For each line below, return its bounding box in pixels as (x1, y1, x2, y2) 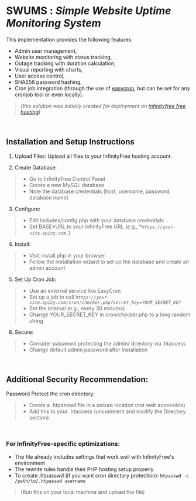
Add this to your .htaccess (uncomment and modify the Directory (29, 408, 186, 415)
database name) (29, 194, 69, 201)
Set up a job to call (29, 293, 74, 300)
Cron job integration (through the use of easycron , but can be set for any (14, 84, 190, 92)
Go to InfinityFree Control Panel (29, 175, 105, 182)
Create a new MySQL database (29, 181, 105, 188)
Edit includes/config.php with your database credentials (29, 216, 164, 224)
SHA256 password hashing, (14, 78, 82, 86)
